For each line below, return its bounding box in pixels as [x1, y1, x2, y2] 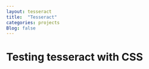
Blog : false [6, 25, 36, 31]
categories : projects [6, 19, 60, 25]
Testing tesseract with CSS [6, 51, 143, 64]
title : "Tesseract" [6, 14, 58, 20]
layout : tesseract [6, 8, 52, 15]
